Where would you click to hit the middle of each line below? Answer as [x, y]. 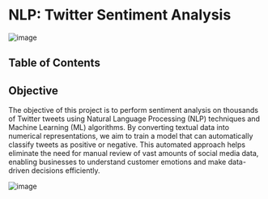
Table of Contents [55, 63]
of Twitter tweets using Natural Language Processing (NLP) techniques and [134, 119]
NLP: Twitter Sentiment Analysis [120, 15]
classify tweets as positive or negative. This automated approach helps [127, 145]
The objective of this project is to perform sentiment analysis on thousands [134, 110]
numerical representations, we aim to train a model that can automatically [131, 136]
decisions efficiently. [66, 171]
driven [19, 171]
